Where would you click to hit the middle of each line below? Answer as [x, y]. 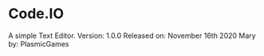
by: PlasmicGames [39, 43]
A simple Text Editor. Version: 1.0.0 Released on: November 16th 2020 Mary [132, 35]
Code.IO [36, 14]
